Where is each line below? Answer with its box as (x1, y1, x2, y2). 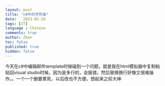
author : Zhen (5, 35, 32, 40)
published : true (5, 44, 39, 49)
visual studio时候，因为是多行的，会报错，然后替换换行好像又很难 (13, 69, 149, 75)
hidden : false (5, 49, 35, 54)
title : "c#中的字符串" (5, 12, 49, 17)
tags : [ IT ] (5, 21, 28, 26)
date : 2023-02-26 (5, 16, 46, 21)
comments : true (5, 30, 37, 35)
